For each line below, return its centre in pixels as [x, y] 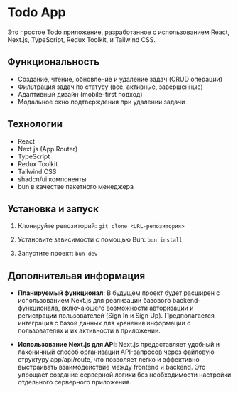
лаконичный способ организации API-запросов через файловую [116, 352]
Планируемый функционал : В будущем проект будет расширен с [119, 293]
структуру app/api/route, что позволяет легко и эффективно [109, 360]
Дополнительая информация [76, 275]
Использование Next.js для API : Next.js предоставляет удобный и [119, 345]
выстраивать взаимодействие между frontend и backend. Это [112, 367]
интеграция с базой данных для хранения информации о [104, 323]
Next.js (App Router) [48, 149]
